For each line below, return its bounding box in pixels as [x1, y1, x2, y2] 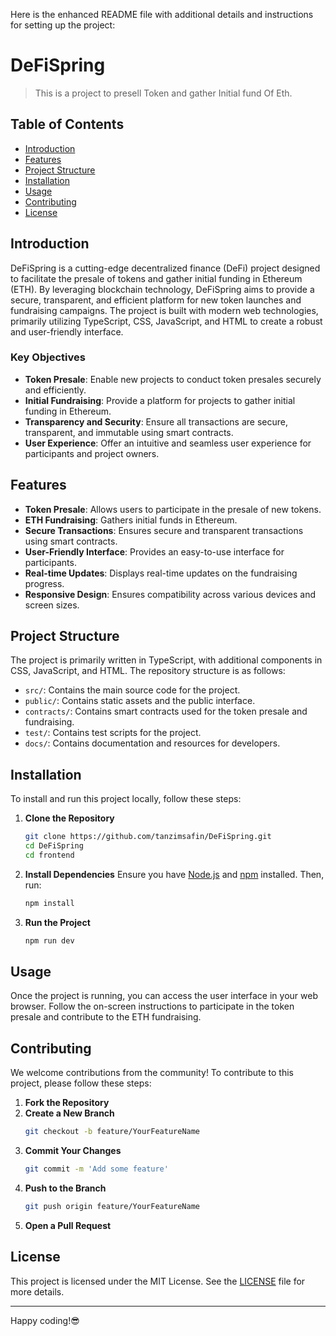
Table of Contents [10, 116, 125, 133]
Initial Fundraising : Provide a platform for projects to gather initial [24, 394, 296, 406]
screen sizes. [24, 599, 80, 611]
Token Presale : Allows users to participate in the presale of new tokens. [24, 503, 322, 515]
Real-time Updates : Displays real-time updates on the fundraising [24, 567, 298, 579]
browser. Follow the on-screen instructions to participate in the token [10, 1000, 295, 1013]
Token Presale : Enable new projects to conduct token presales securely [24, 373, 322, 385]
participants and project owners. [24, 447, 160, 459]
